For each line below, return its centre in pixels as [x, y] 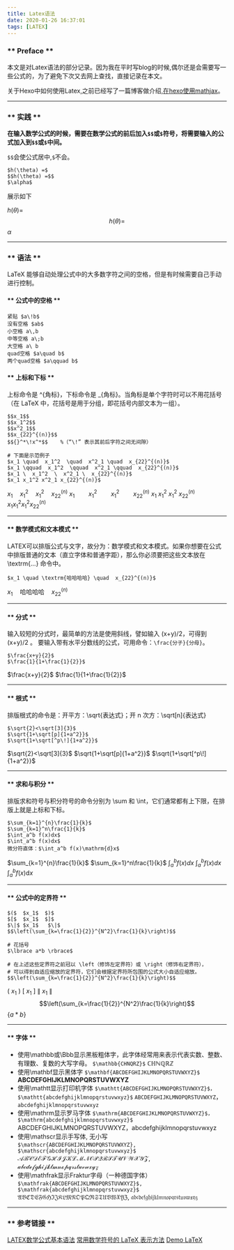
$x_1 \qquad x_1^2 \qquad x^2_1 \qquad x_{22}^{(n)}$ [93, 468]
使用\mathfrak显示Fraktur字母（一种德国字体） [84, 1175]
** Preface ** [31, 51]
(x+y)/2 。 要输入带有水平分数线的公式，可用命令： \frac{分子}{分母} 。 [108, 643]
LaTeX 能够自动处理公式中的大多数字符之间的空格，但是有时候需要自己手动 [115, 274]
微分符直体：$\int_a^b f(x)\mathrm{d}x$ [63, 848]
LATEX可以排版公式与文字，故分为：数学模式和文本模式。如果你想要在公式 [114, 546]
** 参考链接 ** [31, 1223]
